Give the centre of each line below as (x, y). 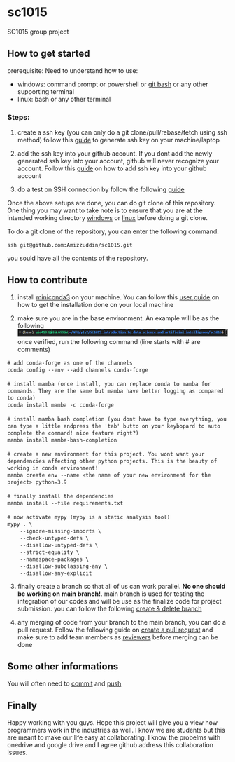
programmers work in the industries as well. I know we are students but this (116, 730)
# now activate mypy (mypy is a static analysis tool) (89, 517)
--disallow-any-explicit (56, 573)
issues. (17, 752)
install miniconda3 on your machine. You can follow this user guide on (118, 297)
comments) (34, 349)
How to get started (49, 54)
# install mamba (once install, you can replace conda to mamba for (109, 384)
